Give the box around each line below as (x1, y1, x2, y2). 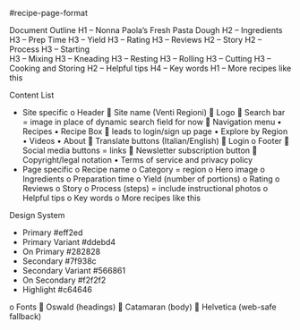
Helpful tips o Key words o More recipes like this (21, 192, 201, 203)
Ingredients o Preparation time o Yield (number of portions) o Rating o (21, 173, 280, 184)
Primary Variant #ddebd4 (21, 237, 116, 247)
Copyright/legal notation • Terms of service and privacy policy (21, 155, 253, 165)
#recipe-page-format (9, 8, 88, 18)
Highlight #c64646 (21, 284, 92, 294)
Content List (9, 89, 55, 100)
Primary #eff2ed (21, 227, 83, 238)
